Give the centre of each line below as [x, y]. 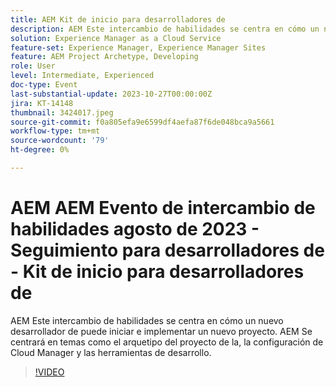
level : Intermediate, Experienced [82, 76]
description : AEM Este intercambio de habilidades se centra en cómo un [165, 29]
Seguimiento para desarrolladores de [167, 250]
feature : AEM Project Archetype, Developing [104, 57]
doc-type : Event [44, 85]
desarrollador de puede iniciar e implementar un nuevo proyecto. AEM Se [161, 331]
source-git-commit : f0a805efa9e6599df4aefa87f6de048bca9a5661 [142, 122]
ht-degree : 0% [40, 150]
